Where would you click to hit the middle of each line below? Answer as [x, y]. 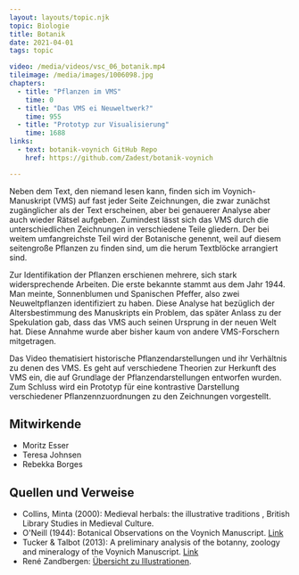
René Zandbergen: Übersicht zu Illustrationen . [107, 562]
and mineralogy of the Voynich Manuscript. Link [110, 552]
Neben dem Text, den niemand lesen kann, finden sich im [115, 191]
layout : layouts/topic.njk [59, 17]
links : [21, 142]
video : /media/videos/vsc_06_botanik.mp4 [87, 67]
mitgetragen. [33, 341]
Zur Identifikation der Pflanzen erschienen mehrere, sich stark [123, 275]
